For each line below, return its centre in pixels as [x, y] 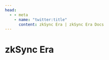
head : [11, 10]
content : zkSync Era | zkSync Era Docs [61, 24]
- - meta [19, 15]
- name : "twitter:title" [41, 19]
